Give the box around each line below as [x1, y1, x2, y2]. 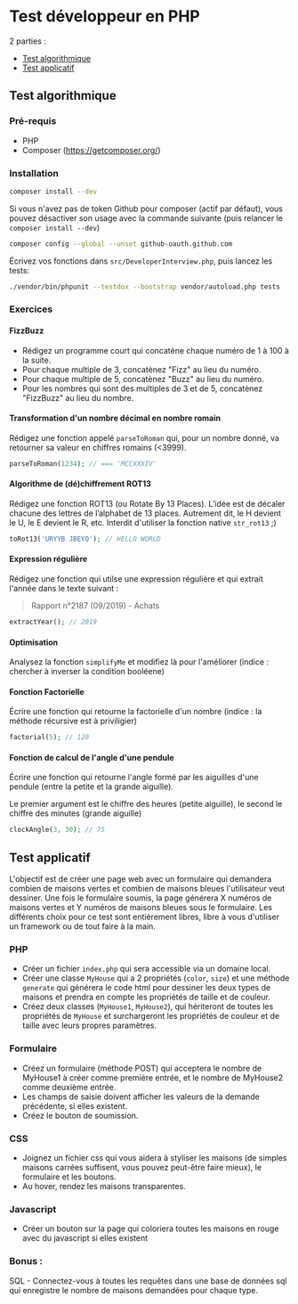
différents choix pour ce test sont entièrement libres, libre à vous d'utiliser [9, 911, 280, 923]
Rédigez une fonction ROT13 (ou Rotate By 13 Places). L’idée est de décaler [9, 498, 286, 509]
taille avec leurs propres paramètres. [21, 1020, 157, 1031]
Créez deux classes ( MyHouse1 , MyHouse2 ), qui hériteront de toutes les [21, 1001, 274, 1012]
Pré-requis [9, 115, 57, 127]
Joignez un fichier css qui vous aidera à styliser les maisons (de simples [21, 1152, 287, 1163]
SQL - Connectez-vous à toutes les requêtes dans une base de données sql [9, 1275, 287, 1286]
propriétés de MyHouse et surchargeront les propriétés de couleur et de [21, 1011, 280, 1022]
